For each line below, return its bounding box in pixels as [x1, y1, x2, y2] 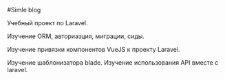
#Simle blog [7, 6, 41, 14]
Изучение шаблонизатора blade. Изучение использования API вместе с [7, 59, 219, 67]
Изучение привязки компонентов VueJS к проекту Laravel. [7, 46, 180, 53]
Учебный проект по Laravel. [7, 19, 88, 27]
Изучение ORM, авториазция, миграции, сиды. [7, 32, 144, 40]
